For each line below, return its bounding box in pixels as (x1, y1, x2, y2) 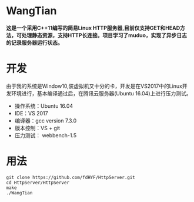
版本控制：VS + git (14, 124, 61, 131)
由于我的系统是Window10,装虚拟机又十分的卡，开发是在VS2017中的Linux (6, 82, 182, 90)
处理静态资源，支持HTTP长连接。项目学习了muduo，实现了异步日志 (21, 31, 187, 39)
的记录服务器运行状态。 (6, 39, 63, 46)
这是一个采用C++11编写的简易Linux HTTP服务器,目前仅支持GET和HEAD (6, 24, 180, 31)
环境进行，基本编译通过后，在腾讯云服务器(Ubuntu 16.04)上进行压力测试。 (11, 90, 192, 97)
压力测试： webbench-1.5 (14, 131, 77, 139)
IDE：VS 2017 (14, 110, 48, 117)
